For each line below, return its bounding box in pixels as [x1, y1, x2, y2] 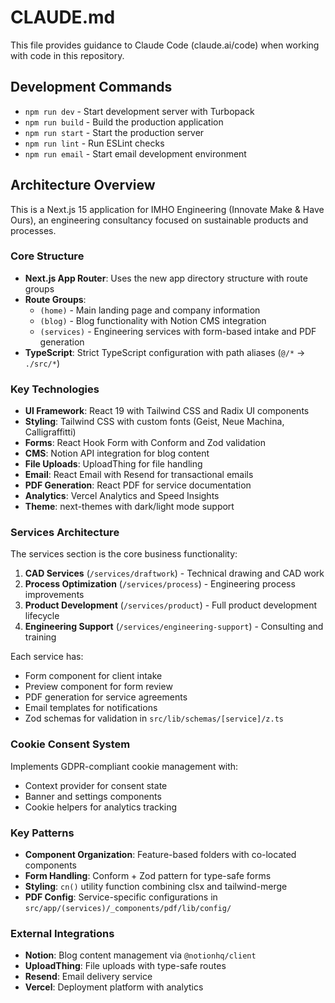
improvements [24, 589, 85, 601]
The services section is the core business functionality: [10, 548, 238, 560]
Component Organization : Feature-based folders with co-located [24, 849, 297, 861]
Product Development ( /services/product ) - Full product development [24, 599, 318, 611]
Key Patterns [10, 826, 75, 840]
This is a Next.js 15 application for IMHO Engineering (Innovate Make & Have [10, 203, 325, 215]
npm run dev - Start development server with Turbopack [24, 105, 255, 117]
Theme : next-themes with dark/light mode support [24, 501, 235, 513]
